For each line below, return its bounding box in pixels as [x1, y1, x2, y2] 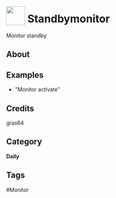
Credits [6, 103, 35, 114]
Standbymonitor [27, 12, 110, 26]
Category [6, 137, 42, 147]
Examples [6, 70, 44, 80]
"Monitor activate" [14, 86, 60, 93]
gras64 [6, 119, 24, 126]
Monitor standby [6, 32, 47, 39]
